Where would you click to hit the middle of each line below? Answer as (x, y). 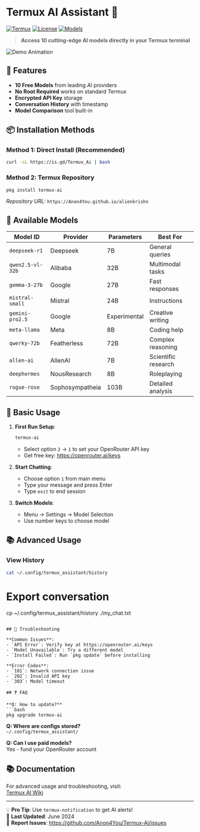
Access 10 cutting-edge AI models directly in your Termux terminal (105, 40)
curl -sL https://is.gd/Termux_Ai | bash (58, 162)
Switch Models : (35, 503)
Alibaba (61, 268)
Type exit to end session (54, 491)
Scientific (163, 357)
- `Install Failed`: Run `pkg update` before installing (78, 656)
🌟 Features (26, 71)
